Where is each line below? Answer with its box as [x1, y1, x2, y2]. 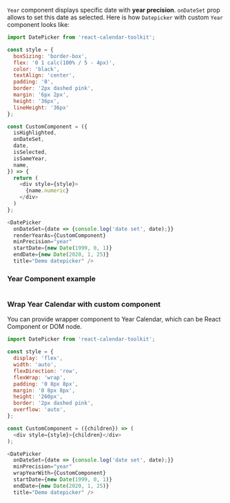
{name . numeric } [25, 187, 70, 194]
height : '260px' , [13, 393, 63, 400]
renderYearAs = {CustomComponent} [13, 231, 107, 239]
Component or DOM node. [7, 323, 83, 331]
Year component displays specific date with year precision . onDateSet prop [7, 6, 220, 14]
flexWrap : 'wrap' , [13, 374, 67, 381]
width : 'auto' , [13, 361, 57, 368]
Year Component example [7, 274, 96, 283]
